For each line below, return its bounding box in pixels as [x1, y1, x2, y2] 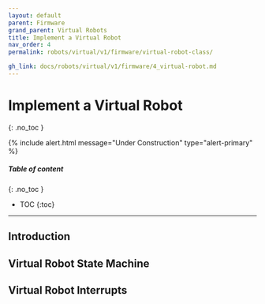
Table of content [8, 164, 64, 174]
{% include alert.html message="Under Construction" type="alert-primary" [8, 137, 253, 147]
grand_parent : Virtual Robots [8, 26, 108, 34]
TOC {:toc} [19, 199, 55, 209]
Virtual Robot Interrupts [8, 283, 128, 297]
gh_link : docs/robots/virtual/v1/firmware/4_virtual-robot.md [8, 62, 217, 71]
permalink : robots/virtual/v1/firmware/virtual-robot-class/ [8, 48, 214, 56]
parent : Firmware [8, 19, 65, 27]
